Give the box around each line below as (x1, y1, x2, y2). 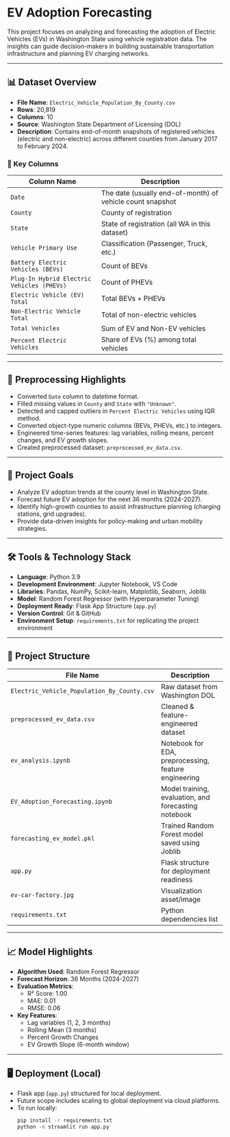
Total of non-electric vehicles (101, 310, 197, 320)
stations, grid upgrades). (16, 510, 87, 518)
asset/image (160, 895, 201, 905)
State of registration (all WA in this (101, 219, 211, 229)
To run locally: (16, 1103, 57, 1112)
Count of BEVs (101, 261, 149, 271)
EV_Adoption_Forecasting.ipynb (10, 798, 113, 806)
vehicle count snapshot (101, 197, 177, 206)
